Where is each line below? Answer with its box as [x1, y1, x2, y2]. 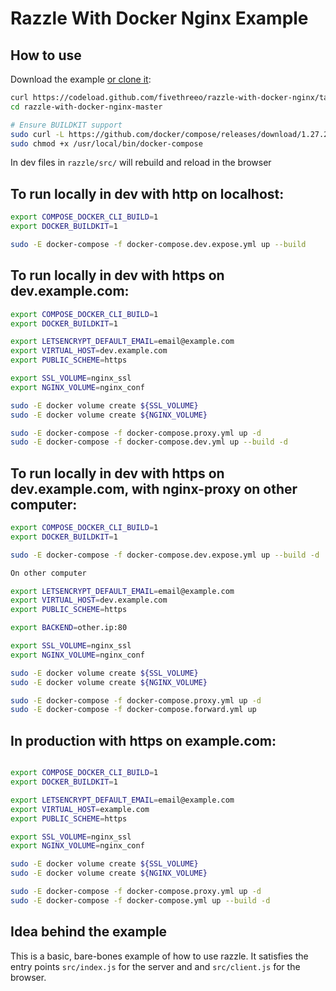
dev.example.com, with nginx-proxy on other [10, 480, 298, 497]
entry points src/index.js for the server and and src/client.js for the [10, 960, 301, 972]
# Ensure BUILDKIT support [10, 120, 123, 130]
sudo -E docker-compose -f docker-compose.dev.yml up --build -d [10, 437, 288, 447]
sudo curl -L [10, 129, 65, 139]
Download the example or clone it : [10, 73, 152, 85]
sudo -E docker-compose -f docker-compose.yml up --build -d [10, 895, 271, 906]
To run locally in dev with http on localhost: [10, 185, 285, 202]
